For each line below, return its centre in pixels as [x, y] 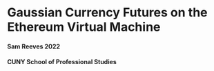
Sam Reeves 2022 [34, 46]
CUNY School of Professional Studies [62, 62]
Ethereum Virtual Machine [84, 27]
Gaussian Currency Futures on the [107, 13]
